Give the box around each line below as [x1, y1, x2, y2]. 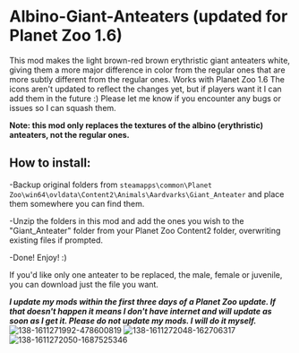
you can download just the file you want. [9, 279, 159, 289]
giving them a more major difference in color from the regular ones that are [9, 65, 286, 75]
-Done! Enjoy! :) [9, 252, 67, 263]
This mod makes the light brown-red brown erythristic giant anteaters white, [9, 55, 291, 65]
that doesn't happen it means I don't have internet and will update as [9, 306, 272, 316]
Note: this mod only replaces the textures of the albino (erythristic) [9, 119, 264, 131]
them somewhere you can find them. [9, 198, 145, 209]
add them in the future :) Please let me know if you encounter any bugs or [9, 92, 282, 104]
